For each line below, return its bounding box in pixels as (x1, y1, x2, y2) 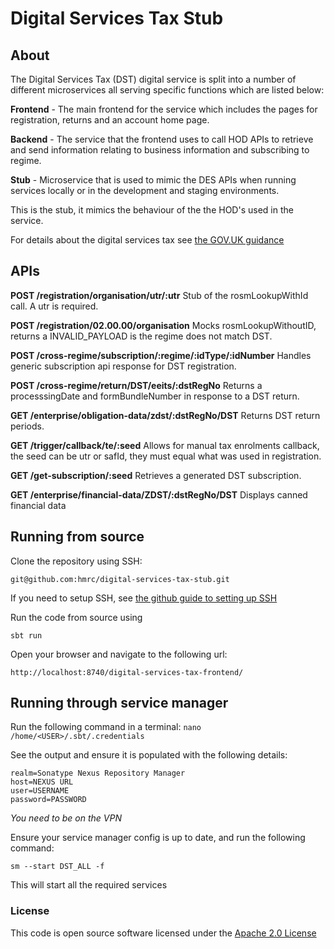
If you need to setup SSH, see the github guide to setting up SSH (10, 592, 278, 604)
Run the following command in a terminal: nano (10, 721, 202, 733)
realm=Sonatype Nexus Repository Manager (10, 768, 186, 779)
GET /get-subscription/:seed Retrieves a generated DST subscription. (10, 469, 302, 481)
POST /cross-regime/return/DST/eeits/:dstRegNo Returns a (10, 379, 263, 391)
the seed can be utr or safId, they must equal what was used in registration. (10, 450, 322, 462)
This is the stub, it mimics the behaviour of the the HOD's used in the (10, 204, 294, 216)
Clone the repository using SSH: (10, 555, 143, 567)
